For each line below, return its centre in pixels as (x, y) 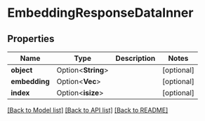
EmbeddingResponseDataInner (100, 13)
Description (135, 58)
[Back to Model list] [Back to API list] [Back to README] (88, 110)
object (22, 70)
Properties (31, 39)
